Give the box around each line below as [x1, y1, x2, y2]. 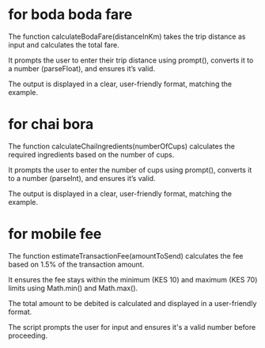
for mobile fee [8, 225, 102, 243]
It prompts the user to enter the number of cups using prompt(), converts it [8, 165, 252, 175]
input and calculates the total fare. [8, 40, 120, 49]
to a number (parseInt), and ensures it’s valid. [8, 173, 156, 183]
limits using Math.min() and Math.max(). [8, 283, 138, 293]
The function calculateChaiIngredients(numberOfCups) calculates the [8, 141, 236, 151]
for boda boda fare [8, 6, 133, 24]
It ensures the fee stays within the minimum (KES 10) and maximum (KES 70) [8, 274, 258, 284]
